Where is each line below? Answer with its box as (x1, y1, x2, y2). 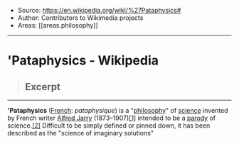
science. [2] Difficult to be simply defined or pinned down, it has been (7, 121, 211, 130)
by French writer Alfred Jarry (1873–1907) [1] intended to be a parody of (7, 113, 216, 122)
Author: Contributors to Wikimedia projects (17, 13, 144, 22)
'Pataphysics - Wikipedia (7, 52, 159, 69)
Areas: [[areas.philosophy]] (17, 21, 98, 29)
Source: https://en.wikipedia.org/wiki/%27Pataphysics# (17, 6, 181, 14)
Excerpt (24, 81, 60, 93)
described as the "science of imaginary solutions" (7, 129, 154, 137)
